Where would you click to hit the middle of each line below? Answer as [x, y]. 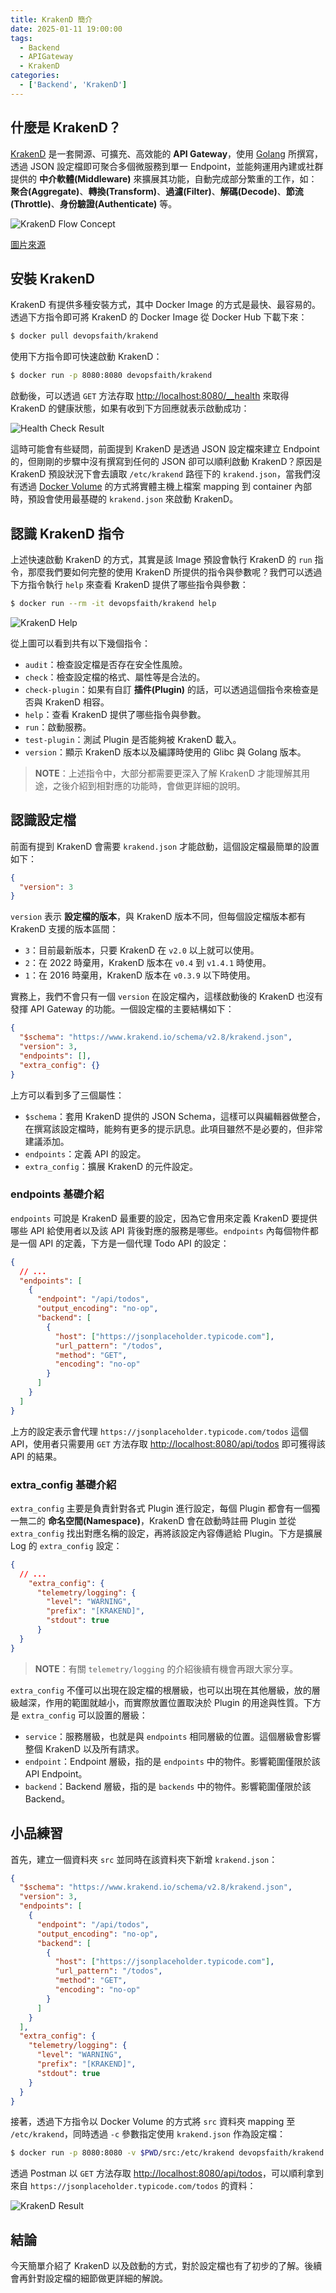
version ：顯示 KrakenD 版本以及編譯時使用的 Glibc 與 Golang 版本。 [165, 752]
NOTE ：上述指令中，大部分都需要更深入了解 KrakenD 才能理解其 [168, 773]
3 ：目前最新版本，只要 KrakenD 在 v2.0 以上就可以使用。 [142, 950]
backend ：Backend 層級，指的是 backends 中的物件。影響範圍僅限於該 [168, 1786]
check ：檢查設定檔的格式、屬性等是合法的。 [115, 677]
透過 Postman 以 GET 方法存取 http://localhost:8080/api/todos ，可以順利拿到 [167, 2173]
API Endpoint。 [56, 1773]
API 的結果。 [36, 1456]
